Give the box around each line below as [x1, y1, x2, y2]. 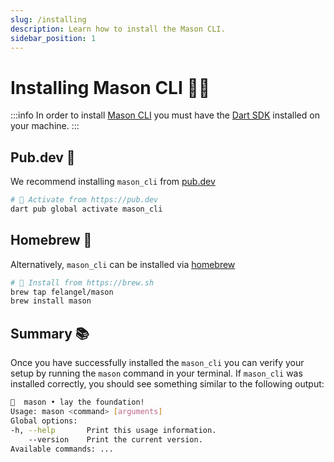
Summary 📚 [10, 325, 90, 342]
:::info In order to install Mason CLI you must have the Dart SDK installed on [10, 109, 320, 121]
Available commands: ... [10, 444, 114, 454]
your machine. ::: [10, 120, 80, 132]
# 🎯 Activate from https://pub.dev [10, 195, 159, 205]
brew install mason [10, 296, 92, 306]
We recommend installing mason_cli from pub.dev [10, 176, 216, 188]
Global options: [10, 416, 78, 426]
